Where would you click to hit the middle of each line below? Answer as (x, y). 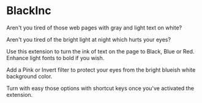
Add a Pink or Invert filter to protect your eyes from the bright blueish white (101, 70)
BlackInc (29, 11)
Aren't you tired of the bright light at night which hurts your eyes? (89, 39)
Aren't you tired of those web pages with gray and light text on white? (94, 28)
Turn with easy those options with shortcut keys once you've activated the (100, 88)
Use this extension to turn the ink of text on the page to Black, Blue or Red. (100, 51)
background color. (29, 76)
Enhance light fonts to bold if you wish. (55, 58)
